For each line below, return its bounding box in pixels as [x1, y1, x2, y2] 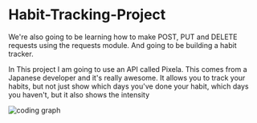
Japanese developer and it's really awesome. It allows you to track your [8, 73, 246, 82]
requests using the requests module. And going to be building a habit [8, 40, 237, 50]
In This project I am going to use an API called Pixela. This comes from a [8, 64, 247, 73]
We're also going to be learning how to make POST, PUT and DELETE [8, 32, 239, 42]
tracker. [8, 49, 34, 58]
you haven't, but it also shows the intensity [8, 89, 150, 99]
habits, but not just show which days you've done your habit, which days [8, 81, 249, 91]
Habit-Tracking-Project [8, 6, 166, 24]
